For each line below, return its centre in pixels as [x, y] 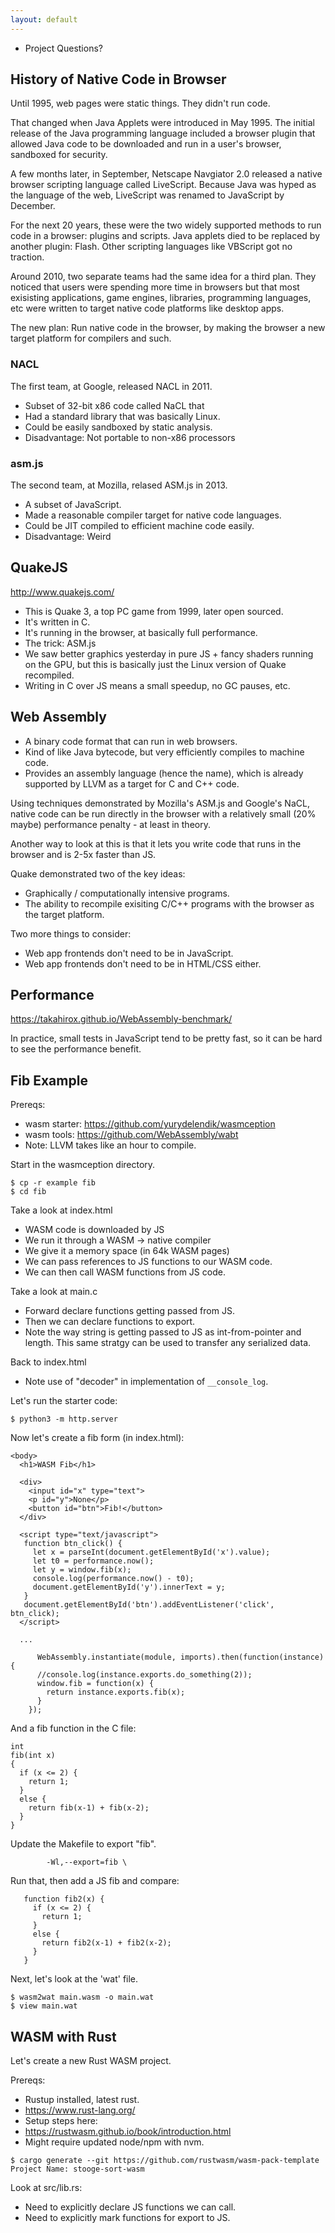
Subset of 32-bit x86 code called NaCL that [114, 405]
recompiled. [49, 675]
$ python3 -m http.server [64, 1419]
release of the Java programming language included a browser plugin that [163, 133]
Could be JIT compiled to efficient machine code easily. [139, 526]
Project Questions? [63, 48]
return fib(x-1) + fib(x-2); [89, 1808]
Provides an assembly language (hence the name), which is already [164, 773]
